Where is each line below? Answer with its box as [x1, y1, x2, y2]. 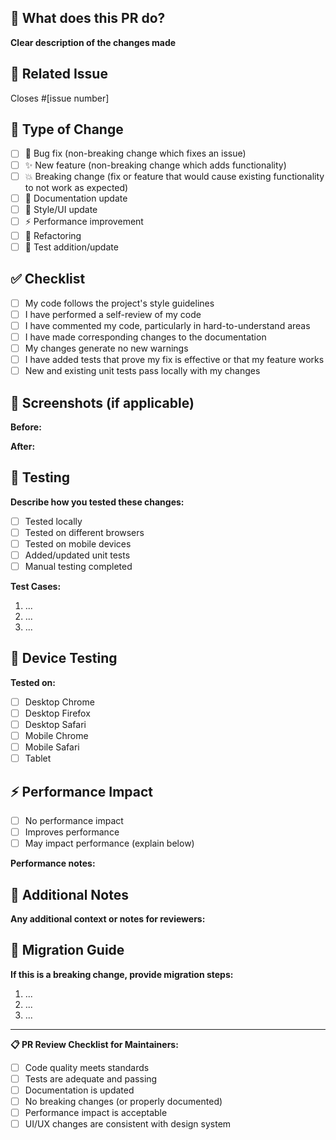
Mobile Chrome [24, 730, 89, 742]
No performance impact [24, 815, 124, 827]
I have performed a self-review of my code [24, 308, 202, 320]
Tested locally [24, 515, 83, 527]
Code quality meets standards [24, 1061, 150, 1073]
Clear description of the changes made [10, 36, 177, 48]
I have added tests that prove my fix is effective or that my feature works [24, 354, 325, 365]
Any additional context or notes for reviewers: [10, 913, 206, 925]
